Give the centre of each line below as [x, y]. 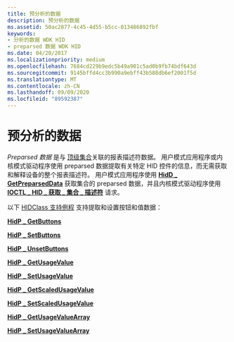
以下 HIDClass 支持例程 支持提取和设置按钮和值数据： [85, 207]
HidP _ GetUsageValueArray [49, 317]
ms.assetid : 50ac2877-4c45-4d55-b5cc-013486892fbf [83, 27]
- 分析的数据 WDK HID [36, 40]
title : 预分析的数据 [34, 14]
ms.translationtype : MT [42, 79]
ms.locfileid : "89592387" [45, 99]
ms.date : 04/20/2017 [38, 54]
